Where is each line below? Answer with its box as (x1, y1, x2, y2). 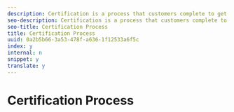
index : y (7, 43, 33, 50)
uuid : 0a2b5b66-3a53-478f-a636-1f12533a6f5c (7, 36, 139, 43)
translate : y (7, 62, 46, 69)
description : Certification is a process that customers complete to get (7, 10, 228, 17)
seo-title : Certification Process (7, 23, 109, 30)
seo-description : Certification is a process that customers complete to (7, 17, 228, 24)
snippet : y (7, 56, 39, 63)
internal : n (7, 50, 42, 57)
